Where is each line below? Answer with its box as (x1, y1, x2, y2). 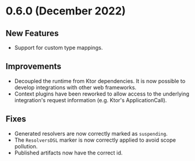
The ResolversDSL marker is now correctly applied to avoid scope (14, 136, 176, 144)
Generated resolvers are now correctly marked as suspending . (14, 130, 168, 137)
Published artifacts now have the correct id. (14, 149, 123, 156)
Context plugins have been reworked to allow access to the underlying (14, 90, 190, 97)
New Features (5, 28, 59, 38)
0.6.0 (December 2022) (5, 4, 126, 18)
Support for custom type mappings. (14, 44, 104, 51)
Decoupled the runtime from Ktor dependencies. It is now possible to (14, 77, 186, 85)
